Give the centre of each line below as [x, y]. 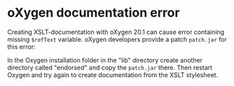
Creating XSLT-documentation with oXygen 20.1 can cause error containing [116, 32]
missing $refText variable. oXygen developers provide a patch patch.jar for [117, 39]
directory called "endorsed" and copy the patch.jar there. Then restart [110, 67]
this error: [21, 46]
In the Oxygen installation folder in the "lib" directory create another [105, 60]
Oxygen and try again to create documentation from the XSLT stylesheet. [113, 75]
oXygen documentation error [94, 13]
